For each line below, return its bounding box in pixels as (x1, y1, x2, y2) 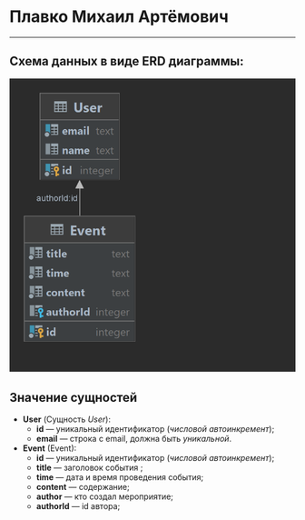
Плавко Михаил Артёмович (9, 6, 229, 27)
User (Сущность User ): (22, 414, 112, 425)
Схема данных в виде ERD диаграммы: (9, 54, 244, 69)
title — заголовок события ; (35, 462, 143, 474)
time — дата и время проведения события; (35, 472, 204, 483)
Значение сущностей (9, 389, 138, 405)
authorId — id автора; (35, 501, 121, 512)
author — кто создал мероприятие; (35, 491, 174, 502)
